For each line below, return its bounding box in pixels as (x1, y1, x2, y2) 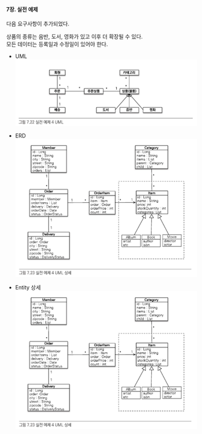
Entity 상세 (15, 284, 41, 291)
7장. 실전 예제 (6, 5, 38, 13)
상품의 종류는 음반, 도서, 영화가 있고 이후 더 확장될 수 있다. (6, 33, 143, 41)
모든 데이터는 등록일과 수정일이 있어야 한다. (6, 41, 108, 48)
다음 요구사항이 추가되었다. (6, 20, 70, 27)
